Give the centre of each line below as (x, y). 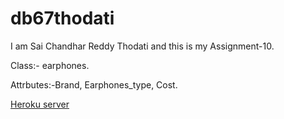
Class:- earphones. (50, 65)
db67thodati (62, 18)
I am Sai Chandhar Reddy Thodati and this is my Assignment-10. (142, 46)
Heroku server (40, 104)
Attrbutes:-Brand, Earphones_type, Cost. (94, 84)
